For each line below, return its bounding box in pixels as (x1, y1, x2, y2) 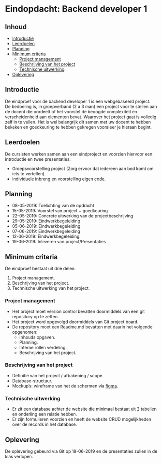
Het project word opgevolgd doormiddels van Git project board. (12, 319, 139, 325)
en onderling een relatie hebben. (12, 411, 77, 417)
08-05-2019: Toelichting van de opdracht (12, 202, 94, 209)
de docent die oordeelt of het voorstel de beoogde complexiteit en (5, 108, 137, 114)
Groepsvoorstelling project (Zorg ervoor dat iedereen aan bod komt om (12, 166, 154, 171)
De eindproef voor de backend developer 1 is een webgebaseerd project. (5, 98, 151, 104)
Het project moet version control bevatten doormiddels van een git (12, 309, 145, 314)
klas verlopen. (5, 453, 33, 459)
